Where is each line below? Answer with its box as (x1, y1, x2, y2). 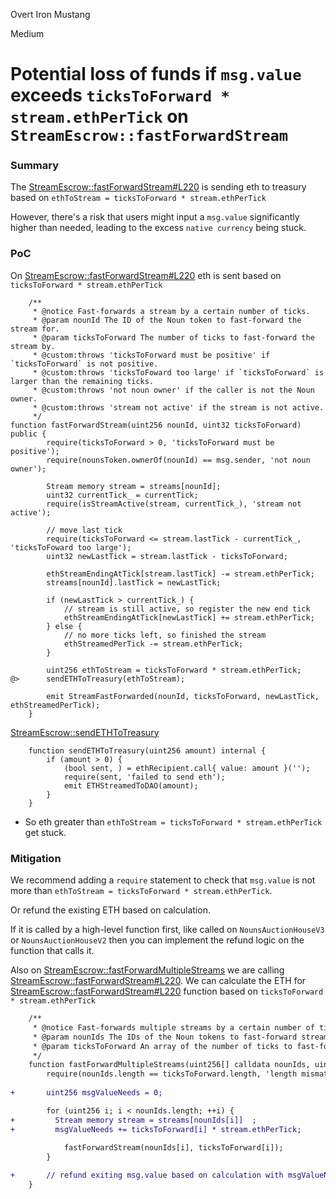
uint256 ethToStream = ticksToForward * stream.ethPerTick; (46, 665, 302, 675)
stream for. (10, 324, 60, 334)
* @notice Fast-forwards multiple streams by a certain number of (32, 1022, 315, 1033)
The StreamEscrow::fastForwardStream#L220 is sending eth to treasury (10, 181, 307, 193)
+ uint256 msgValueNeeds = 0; (10, 1088, 163, 1098)
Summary (10, 159, 60, 173)
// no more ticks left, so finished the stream (63, 630, 267, 640)
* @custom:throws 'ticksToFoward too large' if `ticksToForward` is (32, 367, 325, 378)
